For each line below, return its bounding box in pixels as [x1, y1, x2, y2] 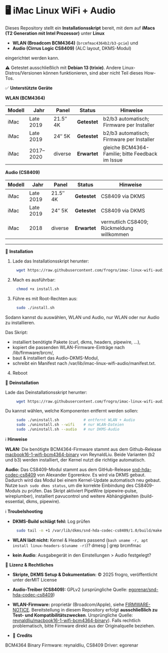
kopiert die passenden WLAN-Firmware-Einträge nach [12, 344, 125, 350]
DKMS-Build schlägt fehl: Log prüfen [12, 518, 90, 524]
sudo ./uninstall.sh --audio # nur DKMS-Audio [16, 427, 120, 432]
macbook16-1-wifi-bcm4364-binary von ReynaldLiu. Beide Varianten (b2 [5, 451, 155, 457]
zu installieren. [5, 319, 35, 325]
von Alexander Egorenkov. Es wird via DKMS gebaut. [37, 472, 146, 478]
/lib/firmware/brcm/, [12, 349, 54, 355]
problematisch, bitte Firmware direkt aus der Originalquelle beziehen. [12, 622, 155, 628]
